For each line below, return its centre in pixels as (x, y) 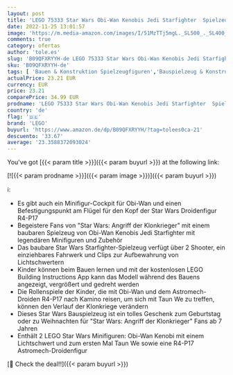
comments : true (29, 40)
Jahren (27, 329)
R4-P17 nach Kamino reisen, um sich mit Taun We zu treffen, (128, 299)
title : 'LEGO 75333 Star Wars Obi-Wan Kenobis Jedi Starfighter (102, 20)
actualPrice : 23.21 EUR (42, 78)
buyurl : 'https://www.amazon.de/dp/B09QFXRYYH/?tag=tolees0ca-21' (105, 130)
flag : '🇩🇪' (24, 116)
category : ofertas (34, 46)
